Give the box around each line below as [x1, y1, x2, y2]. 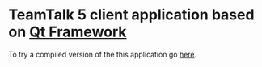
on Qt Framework [8, 23, 127, 41]
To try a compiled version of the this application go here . [8, 49, 197, 59]
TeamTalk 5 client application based [8, 6, 255, 24]
